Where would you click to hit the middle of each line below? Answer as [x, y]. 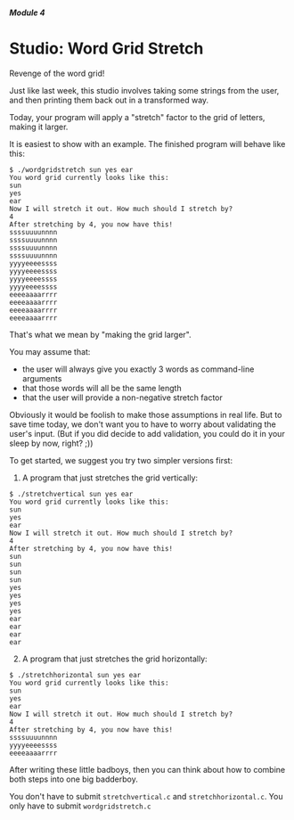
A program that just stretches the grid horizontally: [114, 659]
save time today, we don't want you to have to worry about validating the [143, 424]
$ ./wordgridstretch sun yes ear [71, 169]
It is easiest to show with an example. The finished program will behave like [147, 143]
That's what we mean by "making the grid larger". [100, 334]
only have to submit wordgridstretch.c [80, 806]
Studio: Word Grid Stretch [106, 48]
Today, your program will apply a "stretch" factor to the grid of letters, [137, 117]
